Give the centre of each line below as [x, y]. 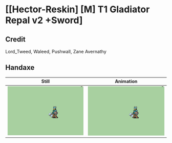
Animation [126, 81]
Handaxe [20, 68]
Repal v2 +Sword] [44, 20]
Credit [15, 39]
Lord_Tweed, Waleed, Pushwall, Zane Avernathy [56, 52]
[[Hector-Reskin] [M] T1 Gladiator [78, 9]
